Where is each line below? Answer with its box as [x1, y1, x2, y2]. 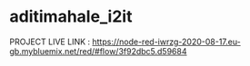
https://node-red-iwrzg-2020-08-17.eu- [92, 36, 241, 47]
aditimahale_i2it [9, 6, 133, 27]
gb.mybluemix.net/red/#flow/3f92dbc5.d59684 [9, 45, 187, 56]
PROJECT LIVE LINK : [9, 36, 91, 47]
